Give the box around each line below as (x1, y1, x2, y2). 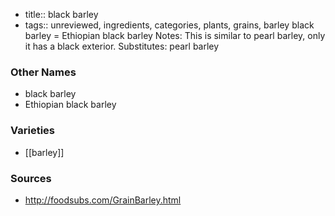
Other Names (10, 65, 77, 79)
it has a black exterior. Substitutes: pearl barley (24, 40, 220, 52)
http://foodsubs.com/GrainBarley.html (24, 194, 182, 206)
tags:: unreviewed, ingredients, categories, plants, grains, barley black (24, 19, 315, 31)
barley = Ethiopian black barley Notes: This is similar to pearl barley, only (24, 30, 326, 41)
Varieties (10, 124, 55, 138)
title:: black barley (24, 9, 99, 20)
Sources (10, 171, 52, 185)
